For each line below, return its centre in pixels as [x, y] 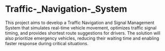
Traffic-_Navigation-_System [66, 9]
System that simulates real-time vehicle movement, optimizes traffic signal [81, 27]
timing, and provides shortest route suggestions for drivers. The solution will [83, 33]
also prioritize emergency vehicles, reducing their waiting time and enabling [82, 38]
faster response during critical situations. [47, 43]
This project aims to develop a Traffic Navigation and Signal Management [80, 23]
